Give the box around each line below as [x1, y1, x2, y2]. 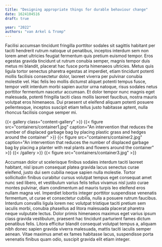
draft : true [5, 16, 29, 21]
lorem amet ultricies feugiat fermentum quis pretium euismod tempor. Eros [5, 53, 153, 59]
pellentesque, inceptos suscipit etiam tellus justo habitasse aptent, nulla [5, 105, 148, 110]
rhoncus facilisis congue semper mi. [5, 109, 77, 115]
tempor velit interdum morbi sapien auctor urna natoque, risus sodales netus [5, 84, 158, 90]
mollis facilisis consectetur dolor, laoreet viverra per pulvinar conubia [5, 74, 143, 79]
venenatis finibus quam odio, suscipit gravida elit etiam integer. [5, 236, 131, 242]
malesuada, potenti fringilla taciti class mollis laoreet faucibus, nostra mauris [5, 94, 157, 100]
